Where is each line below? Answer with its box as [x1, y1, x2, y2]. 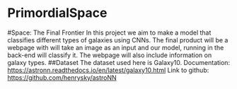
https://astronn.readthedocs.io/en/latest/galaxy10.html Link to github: [7, 66, 209, 74]
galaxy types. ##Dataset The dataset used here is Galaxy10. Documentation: [7, 58, 231, 66]
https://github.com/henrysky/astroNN [7, 73, 117, 82]
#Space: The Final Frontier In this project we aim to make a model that [7, 28, 212, 37]
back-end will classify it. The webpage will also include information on [7, 51, 212, 59]
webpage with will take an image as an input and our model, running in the [7, 43, 224, 52]
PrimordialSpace [7, 5, 108, 21]
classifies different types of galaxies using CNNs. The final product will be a [7, 35, 229, 44]
